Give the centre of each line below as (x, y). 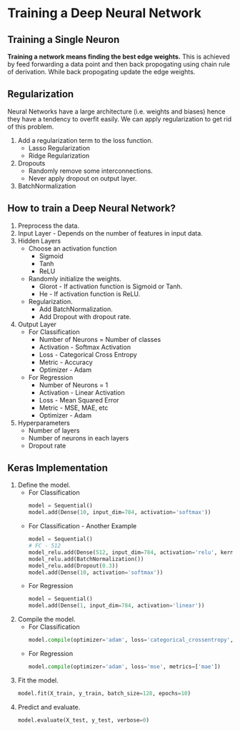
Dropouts (31, 163)
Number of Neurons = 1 (74, 385)
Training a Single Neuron (64, 40)
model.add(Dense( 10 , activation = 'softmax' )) (96, 573)
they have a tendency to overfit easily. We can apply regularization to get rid (120, 119)
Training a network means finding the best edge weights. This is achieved (119, 56)
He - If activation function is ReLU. (90, 293)
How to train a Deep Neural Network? (92, 208)
